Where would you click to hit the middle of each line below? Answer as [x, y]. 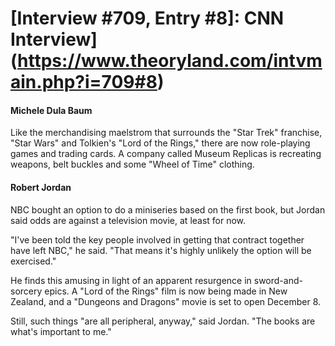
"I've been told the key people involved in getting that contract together [157, 239]
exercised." [33, 261]
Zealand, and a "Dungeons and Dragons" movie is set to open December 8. [166, 301]
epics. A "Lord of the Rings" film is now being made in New [166, 291]
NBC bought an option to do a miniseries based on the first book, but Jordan [168, 209]
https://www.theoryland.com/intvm [170, 61]
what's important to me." [61, 331]
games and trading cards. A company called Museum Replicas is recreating [166, 154]
